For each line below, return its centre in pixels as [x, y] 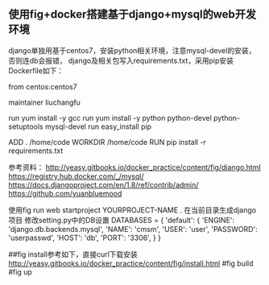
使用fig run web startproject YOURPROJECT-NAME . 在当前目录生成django [132, 210]
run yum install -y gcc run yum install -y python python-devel [110, 118]
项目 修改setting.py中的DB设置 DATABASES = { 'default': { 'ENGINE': [122, 220]
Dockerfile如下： [36, 70]
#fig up [20, 271]
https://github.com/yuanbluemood [65, 193]
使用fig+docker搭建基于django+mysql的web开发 [132, 14]
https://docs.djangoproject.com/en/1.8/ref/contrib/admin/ [103, 184]
